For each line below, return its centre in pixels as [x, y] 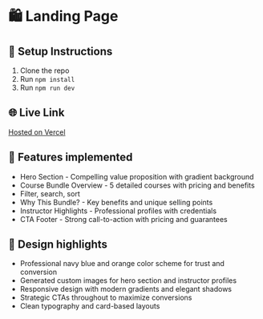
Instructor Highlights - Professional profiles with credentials [118, 211]
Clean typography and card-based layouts [90, 306]
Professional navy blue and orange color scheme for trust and [122, 264]
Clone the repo [45, 71]
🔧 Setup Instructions [61, 51]
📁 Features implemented [71, 157]
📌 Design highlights [58, 245]
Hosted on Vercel [37, 132]
